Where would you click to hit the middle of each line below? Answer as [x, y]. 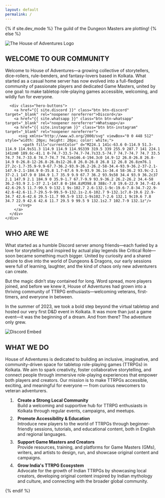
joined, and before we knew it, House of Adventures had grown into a [76, 287]
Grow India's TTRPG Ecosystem [51, 465]
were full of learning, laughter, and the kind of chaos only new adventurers [81, 266]
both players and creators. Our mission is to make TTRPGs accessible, [77, 380]
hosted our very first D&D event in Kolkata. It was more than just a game [78, 312]
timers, [12, 297]
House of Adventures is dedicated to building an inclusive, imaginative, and [82, 359]
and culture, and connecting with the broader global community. [83, 481]
